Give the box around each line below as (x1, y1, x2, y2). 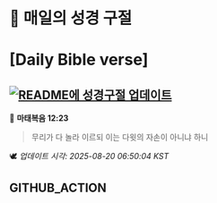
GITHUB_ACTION (9, 180, 108, 195)
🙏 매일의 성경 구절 (9, 8, 133, 29)
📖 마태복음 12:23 (9, 113, 69, 123)
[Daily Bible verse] (9, 50, 149, 70)
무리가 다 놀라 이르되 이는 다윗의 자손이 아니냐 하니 (30, 131, 209, 143)
